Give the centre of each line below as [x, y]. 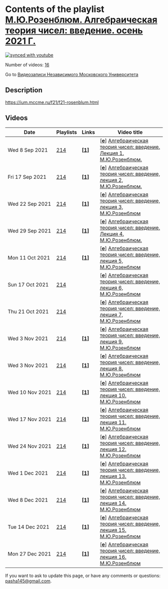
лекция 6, [111, 287]
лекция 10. [113, 395]
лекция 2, [111, 180]
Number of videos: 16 [27, 65]
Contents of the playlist [55, 9]
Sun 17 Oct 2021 [28, 284]
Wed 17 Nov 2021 [29, 419]
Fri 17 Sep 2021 [27, 177]
